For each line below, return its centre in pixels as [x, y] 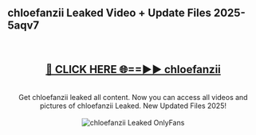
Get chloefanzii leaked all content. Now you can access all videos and [133, 97]
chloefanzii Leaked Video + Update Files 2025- [126, 13]
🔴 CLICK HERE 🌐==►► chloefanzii [133, 69]
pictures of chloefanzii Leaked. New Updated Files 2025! [133, 106]
